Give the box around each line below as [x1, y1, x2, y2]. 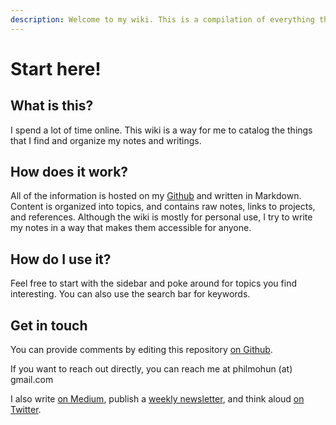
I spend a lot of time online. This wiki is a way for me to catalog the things [10, 124, 313, 136]
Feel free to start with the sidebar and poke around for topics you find [10, 277, 297, 290]
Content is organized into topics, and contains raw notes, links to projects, [10, 201, 316, 213]
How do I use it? [10, 251, 112, 268]
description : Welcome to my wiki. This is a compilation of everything [10, 14, 315, 25]
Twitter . [10, 404, 42, 416]
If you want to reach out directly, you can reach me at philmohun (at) [10, 363, 293, 375]
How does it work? [10, 164, 129, 181]
